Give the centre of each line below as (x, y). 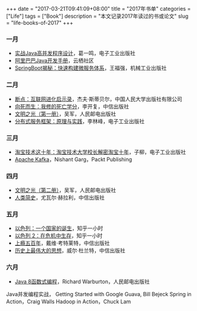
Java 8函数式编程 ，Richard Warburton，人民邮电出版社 (82, 281)
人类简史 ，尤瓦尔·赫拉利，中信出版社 (59, 198)
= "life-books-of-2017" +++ (40, 23)
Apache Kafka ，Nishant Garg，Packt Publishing (73, 159)
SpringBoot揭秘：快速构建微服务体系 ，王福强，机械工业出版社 (91, 68)
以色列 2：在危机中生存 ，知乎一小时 (59, 236)
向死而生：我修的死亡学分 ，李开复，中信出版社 (72, 106)
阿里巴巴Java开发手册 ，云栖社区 (54, 60)
